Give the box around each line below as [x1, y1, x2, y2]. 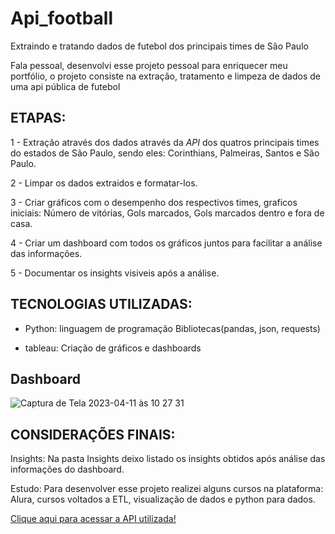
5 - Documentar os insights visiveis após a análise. [10, 267, 220, 279]
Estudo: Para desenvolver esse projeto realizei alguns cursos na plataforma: [10, 483, 324, 495]
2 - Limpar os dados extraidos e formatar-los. [10, 177, 198, 189]
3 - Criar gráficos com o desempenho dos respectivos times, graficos [10, 196, 298, 208]
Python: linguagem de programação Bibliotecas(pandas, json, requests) [24, 322, 321, 334]
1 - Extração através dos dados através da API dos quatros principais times [10, 136, 320, 148]
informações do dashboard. [10, 463, 125, 476]
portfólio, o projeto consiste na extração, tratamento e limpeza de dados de [10, 70, 321, 82]
